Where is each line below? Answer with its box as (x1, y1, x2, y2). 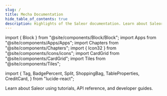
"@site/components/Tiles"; (5, 61, 61, 67)
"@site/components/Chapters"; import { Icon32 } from (5, 45, 117, 51)
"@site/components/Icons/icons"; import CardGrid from (5, 50, 120, 56)
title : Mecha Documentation (5, 12, 64, 17)
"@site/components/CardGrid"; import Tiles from (5, 55, 106, 62)
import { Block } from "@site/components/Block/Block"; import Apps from (5, 35, 157, 41)
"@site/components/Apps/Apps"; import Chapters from (5, 40, 119, 46)
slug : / (5, 7, 21, 12)
